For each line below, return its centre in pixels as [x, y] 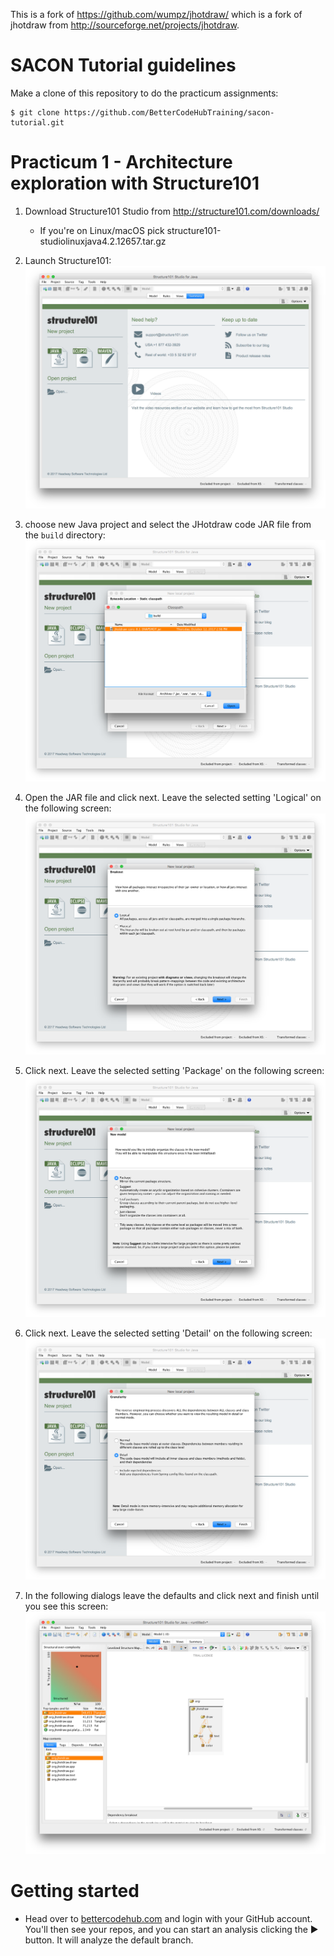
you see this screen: [66, 1606]
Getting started [75, 1891]
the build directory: [65, 535]
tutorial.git [37, 122]
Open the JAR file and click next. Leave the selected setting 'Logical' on [173, 798]
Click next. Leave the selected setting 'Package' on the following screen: [174, 1071]
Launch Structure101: [68, 260]
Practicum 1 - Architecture [121, 162]
